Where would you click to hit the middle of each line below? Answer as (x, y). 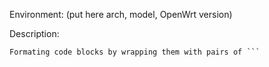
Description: (34, 33)
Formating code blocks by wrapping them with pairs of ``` (135, 52)
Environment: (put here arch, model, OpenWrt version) (121, 14)
